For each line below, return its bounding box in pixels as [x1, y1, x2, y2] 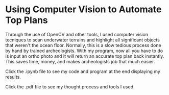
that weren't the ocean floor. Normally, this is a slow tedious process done [5, 42, 162, 48]
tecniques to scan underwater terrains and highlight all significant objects [5, 37, 160, 43]
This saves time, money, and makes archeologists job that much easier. [5, 58, 155, 64]
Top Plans [5, 14, 49, 26]
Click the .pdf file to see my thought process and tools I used [5, 83, 134, 90]
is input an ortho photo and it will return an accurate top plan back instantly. [5, 53, 164, 59]
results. [5, 74, 21, 80]
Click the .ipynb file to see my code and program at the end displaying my [5, 68, 161, 75]
